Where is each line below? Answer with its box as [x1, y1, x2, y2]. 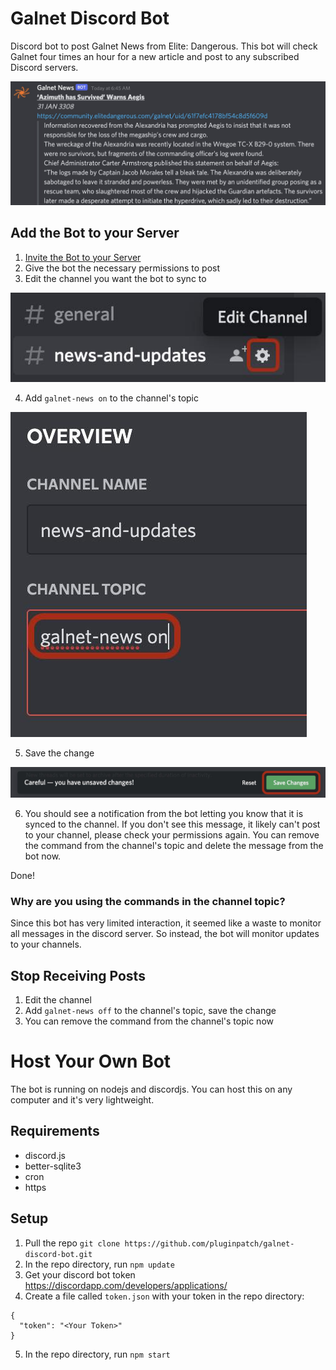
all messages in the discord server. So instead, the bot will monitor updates [10, 928, 320, 940]
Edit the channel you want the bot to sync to [24, 272, 207, 284]
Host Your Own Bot [10, 1050, 172, 1073]
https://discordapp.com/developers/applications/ [24, 1279, 228, 1291]
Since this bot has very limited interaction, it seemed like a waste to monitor [10, 917, 322, 929]
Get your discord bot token [24, 1268, 136, 1281]
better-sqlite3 [24, 1160, 82, 1172]
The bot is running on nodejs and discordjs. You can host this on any [10, 1083, 293, 1096]
